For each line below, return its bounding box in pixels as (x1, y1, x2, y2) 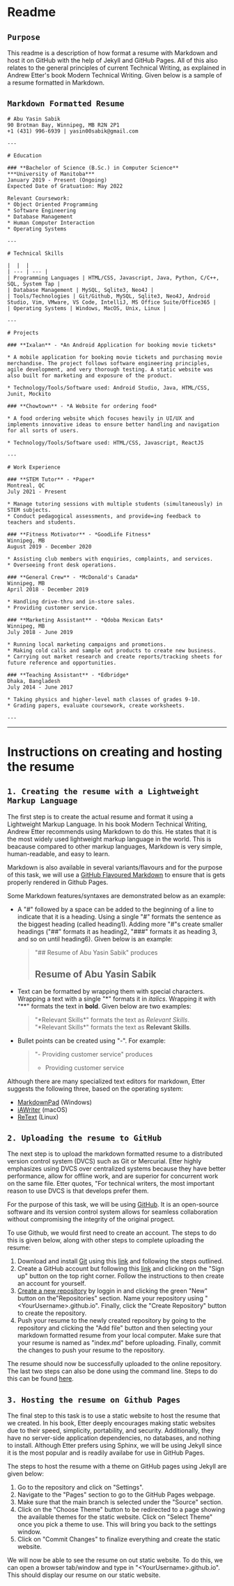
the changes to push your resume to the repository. (17, 1346, 165, 1355)
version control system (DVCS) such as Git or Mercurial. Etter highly (7, 1157, 202, 1166)
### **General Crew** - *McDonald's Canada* (7, 573, 139, 580)
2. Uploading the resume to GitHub (7, 1133, 162, 1143)
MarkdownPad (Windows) (17, 1098, 93, 1106)
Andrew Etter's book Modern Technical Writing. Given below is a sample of (7, 71, 223, 79)
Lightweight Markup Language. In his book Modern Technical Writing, (7, 820, 208, 828)
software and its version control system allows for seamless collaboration (7, 1207, 218, 1216)
